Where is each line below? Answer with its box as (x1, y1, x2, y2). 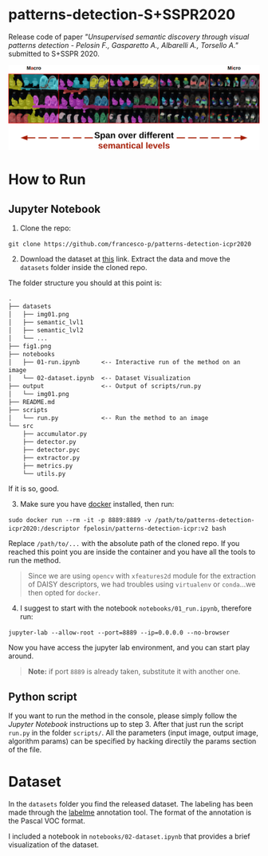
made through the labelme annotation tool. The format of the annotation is (8, 807, 252, 817)
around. (8, 651, 34, 661)
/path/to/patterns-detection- (154, 516, 255, 524)
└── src (8, 422, 34, 430)
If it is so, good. (8, 484, 60, 493)
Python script (8, 689, 77, 703)
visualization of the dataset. (8, 839, 100, 850)
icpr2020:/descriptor (8, 524, 81, 533)
